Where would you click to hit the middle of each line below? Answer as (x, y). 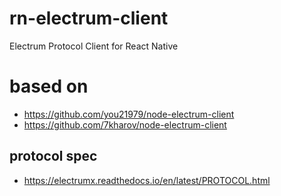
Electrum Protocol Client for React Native (94, 46)
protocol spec (53, 156)
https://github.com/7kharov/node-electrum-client (125, 124)
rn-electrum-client (89, 18)
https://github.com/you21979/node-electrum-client (129, 114)
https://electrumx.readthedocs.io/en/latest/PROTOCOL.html (147, 180)
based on (49, 86)
